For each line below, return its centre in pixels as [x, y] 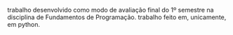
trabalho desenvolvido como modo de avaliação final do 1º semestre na [111, 10]
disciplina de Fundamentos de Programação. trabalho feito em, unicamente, [117, 17]
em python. [24, 24]
